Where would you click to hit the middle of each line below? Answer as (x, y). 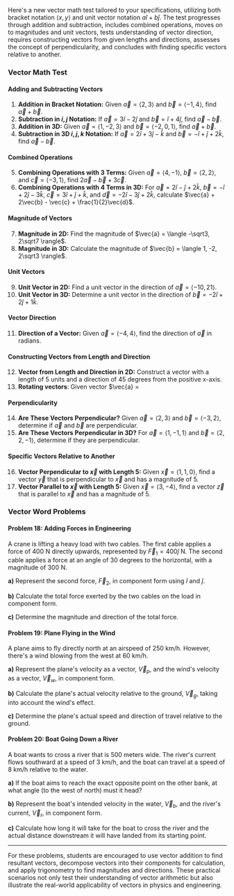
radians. (30, 341)
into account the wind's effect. (52, 702)
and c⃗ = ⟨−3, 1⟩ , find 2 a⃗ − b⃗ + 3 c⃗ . (72, 180)
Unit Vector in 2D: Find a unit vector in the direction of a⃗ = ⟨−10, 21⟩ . (117, 287)
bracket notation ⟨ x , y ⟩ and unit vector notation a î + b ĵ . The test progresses (114, 17)
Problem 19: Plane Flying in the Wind (62, 633)
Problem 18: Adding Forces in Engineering (69, 528)
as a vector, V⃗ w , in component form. (61, 679)
